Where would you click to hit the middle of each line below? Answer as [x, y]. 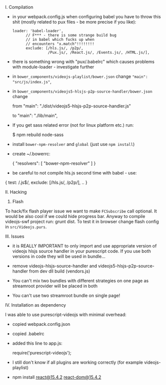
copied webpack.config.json [41, 324]
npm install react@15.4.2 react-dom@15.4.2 [57, 377]
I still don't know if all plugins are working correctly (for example [78, 362]
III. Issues [15, 236]
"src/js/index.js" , [32, 82]
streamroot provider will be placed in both [55, 286]
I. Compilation [19, 7]
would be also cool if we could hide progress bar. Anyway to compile [75, 216]
